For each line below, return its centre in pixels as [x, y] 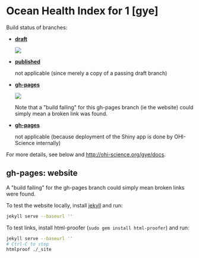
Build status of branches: [37, 27]
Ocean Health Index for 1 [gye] [82, 11]
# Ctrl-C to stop [28, 244]
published [27, 61]
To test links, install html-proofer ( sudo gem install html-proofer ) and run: [98, 228]
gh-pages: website [42, 173]
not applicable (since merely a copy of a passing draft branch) [91, 73]
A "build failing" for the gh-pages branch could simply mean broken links [95, 187]
